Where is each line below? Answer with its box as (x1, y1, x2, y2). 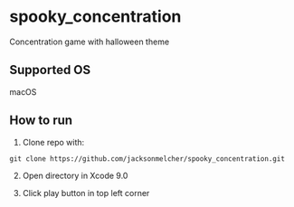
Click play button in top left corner (22, 187, 150, 198)
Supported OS (9, 62, 91, 78)
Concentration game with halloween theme (9, 36, 170, 47)
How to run (9, 113, 73, 128)
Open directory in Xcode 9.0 (22, 170, 128, 181)
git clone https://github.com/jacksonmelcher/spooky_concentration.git (9, 154, 285, 164)
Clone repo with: (22, 136, 85, 147)
